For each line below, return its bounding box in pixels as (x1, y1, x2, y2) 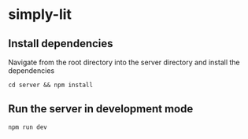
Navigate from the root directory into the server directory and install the (8, 57, 240, 67)
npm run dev (8, 123, 47, 131)
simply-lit (8, 5, 72, 24)
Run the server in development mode (8, 102, 194, 115)
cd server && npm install (8, 81, 93, 89)
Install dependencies (8, 37, 113, 50)
